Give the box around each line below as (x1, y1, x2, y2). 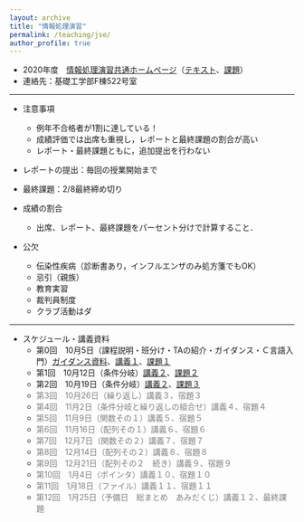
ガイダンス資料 (52, 356, 108, 367)
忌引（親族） (35, 272, 84, 283)
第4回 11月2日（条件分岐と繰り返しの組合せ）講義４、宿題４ (35, 402, 267, 413)
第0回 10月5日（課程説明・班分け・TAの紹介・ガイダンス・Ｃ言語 (35, 345, 286, 356)
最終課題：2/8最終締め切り (22, 184, 124, 195)
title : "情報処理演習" (9, 22, 87, 31)
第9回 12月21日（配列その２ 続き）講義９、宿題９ (35, 458, 233, 469)
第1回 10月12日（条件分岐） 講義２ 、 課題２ (35, 367, 199, 378)
